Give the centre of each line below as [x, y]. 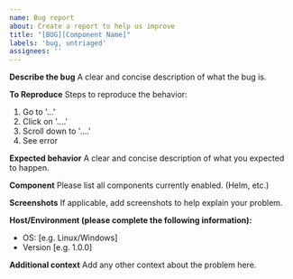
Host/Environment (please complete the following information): [131, 220]
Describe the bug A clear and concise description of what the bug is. [138, 77]
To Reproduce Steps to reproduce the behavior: [98, 95]
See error [40, 141]
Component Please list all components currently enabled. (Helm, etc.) [139, 185]
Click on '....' [45, 122]
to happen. [29, 168]
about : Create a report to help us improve [92, 26]
